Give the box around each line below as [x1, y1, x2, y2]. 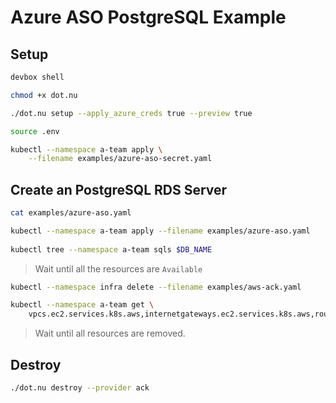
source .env [10, 126, 60, 136]
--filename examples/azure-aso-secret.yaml [28, 154, 213, 164]
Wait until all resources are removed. [34, 327, 186, 340]
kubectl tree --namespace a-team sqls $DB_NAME [10, 244, 213, 255]
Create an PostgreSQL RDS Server [10, 181, 228, 198]
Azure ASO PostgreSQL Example [10, 6, 287, 29]
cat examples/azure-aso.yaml [10, 208, 132, 218]
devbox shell [10, 72, 65, 82]
